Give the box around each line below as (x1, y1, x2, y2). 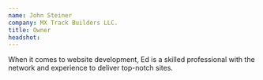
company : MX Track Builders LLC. (8, 19, 118, 27)
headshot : (8, 33, 41, 42)
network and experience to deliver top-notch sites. (8, 64, 174, 73)
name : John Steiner (8, 11, 73, 20)
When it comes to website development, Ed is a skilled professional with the (8, 55, 255, 64)
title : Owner (8, 26, 51, 34)
